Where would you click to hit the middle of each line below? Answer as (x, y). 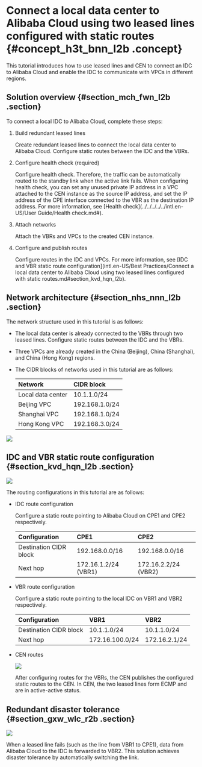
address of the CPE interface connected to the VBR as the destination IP (104, 200)
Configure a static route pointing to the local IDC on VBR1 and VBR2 (99, 599)
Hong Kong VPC (41, 424)
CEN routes (29, 655)
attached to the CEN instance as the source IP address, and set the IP (101, 193)
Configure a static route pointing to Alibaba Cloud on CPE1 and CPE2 (100, 516)
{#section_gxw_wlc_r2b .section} (71, 718)
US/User (26, 213)
